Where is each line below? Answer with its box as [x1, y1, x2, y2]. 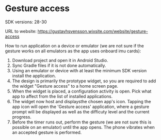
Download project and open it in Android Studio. [12, 57, 108, 63]
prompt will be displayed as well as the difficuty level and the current [12, 109, 149, 114]
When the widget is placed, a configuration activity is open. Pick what [12, 88, 152, 94]
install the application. [12, 73, 56, 78]
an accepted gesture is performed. [12, 129, 82, 135]
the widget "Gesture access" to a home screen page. [12, 83, 119, 89]
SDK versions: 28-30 [5, 19, 47, 25]
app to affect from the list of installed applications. [12, 93, 113, 99]
